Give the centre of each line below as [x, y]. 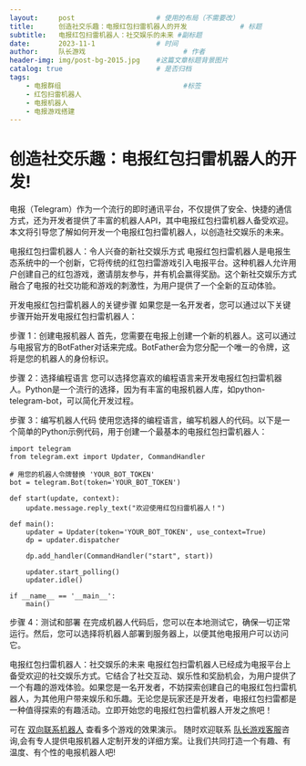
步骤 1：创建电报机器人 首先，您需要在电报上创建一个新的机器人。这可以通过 [153, 336]
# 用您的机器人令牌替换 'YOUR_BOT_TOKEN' [82, 475]
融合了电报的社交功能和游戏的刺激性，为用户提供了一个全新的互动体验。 [145, 286]
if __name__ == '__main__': [63, 596]
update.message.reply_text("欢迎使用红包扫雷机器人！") [126, 509]
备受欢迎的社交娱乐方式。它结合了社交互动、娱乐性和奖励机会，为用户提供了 [153, 676]
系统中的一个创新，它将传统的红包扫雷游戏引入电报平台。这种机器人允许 [153, 263]
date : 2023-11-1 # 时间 [94, 43]
